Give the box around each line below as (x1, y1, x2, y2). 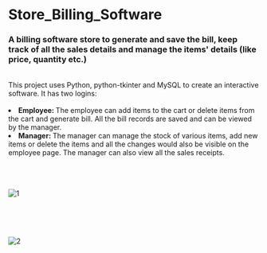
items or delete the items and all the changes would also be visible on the (8, 139, 249, 149)
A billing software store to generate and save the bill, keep (8, 34, 238, 45)
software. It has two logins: (8, 89, 97, 99)
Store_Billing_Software (8, 6, 163, 24)
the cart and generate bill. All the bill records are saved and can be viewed (8, 114, 253, 124)
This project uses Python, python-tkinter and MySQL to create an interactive (8, 80, 259, 90)
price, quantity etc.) (8, 54, 88, 65)
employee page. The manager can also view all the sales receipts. (8, 148, 225, 158)
